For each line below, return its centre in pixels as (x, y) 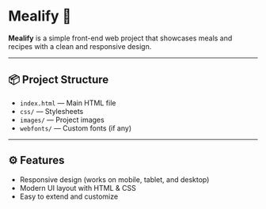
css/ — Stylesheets (51, 111)
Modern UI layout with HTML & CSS (78, 188)
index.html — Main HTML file (68, 103)
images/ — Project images (62, 120)
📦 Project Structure (59, 80)
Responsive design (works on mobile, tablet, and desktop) (114, 179)
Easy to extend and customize (69, 196)
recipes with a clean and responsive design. (80, 46)
